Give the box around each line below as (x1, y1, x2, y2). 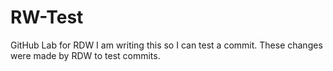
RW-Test (10, 6, 84, 29)
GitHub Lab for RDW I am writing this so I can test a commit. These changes (10, 39, 323, 51)
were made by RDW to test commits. (10, 49, 161, 61)
